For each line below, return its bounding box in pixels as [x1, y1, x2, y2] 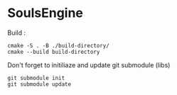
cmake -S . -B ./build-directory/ [7, 42, 110, 49]
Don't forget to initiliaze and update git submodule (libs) [7, 60, 171, 69]
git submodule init [7, 74, 65, 82]
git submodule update [7, 80, 72, 88]
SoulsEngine [7, 5, 84, 21]
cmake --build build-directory [7, 48, 100, 55]
